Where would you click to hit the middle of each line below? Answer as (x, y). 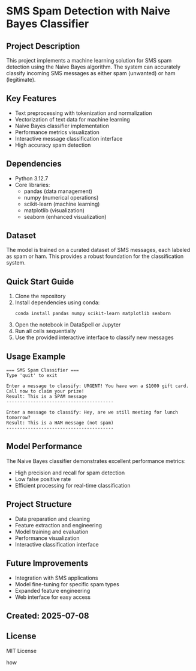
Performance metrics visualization (57, 132)
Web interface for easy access (53, 597)
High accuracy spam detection (53, 145)
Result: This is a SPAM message (46, 397)
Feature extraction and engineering (58, 525)
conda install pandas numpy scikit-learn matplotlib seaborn (93, 314)
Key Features (31, 98)
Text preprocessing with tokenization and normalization (83, 113)
